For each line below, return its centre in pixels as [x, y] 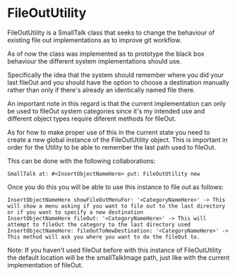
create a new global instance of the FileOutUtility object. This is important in [117, 140]
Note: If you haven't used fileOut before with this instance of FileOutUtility [115, 250]
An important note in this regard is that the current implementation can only [117, 103]
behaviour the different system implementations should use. [95, 61]
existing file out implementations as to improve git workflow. [95, 40]
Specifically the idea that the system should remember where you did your [116, 75]
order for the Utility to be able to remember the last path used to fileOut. [112, 147]
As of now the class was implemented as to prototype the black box [106, 54]
